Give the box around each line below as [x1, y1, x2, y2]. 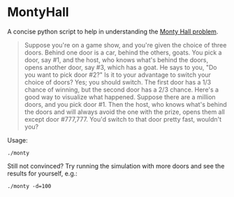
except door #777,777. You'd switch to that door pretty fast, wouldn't [24, 115, 222, 123]
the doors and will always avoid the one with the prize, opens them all [24, 108, 225, 116]
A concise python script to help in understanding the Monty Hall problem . [7, 27, 219, 36]
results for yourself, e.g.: [7, 169, 78, 177]
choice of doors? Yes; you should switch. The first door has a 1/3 [24, 78, 212, 86]
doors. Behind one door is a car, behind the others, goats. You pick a [24, 48, 222, 57]
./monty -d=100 [7, 182, 52, 189]
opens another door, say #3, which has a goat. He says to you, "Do [24, 63, 217, 71]
